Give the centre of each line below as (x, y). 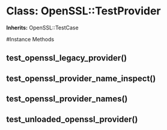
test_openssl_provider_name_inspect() (81, 78)
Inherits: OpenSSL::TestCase (43, 28)
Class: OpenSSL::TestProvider (83, 11)
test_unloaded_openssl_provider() (72, 119)
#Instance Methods (30, 39)
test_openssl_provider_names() (67, 99)
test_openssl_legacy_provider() (67, 58)
